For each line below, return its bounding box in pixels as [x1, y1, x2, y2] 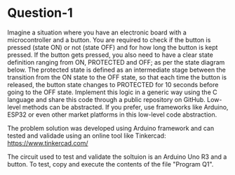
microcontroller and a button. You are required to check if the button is [7, 35, 211, 44]
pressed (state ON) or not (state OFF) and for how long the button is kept [7, 43, 218, 51]
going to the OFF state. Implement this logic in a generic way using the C [7, 88, 217, 96]
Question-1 [7, 5, 74, 21]
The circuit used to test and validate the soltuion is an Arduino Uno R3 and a [7, 153, 227, 161]
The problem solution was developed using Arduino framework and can [7, 124, 215, 132]
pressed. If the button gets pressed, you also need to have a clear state [7, 51, 214, 59]
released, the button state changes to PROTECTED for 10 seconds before [7, 80, 219, 89]
